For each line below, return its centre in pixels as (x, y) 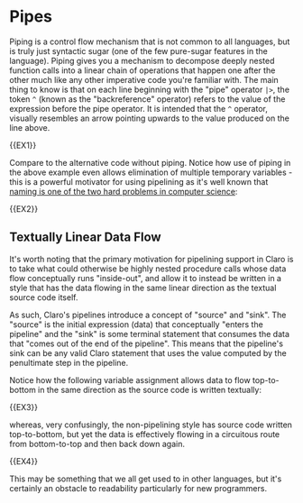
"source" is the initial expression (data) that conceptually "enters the (136, 324)
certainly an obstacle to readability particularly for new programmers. (138, 488)
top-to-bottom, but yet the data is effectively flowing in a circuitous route (145, 434)
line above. (30, 127)
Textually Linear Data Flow (85, 238)
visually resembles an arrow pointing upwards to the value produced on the (150, 118)
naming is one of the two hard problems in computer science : (124, 191)
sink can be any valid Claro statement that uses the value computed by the (148, 352)
